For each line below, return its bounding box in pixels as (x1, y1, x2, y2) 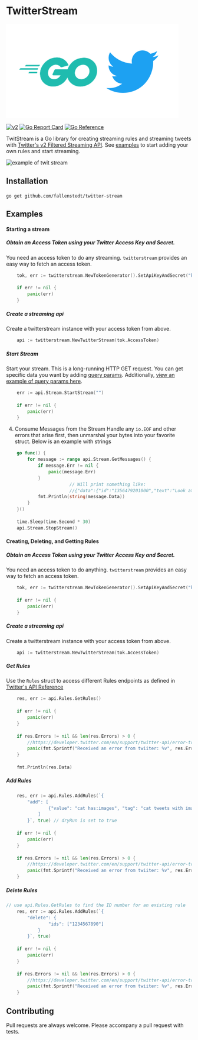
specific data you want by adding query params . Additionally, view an (6, 371, 175, 378)
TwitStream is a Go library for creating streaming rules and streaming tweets (6, 135, 192, 142)
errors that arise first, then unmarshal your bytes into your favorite (14, 432, 176, 439)
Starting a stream (6, 225, 50, 232)
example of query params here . (6, 377, 82, 385)
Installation (6, 176, 48, 186)
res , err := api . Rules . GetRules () (16, 696, 101, 702)
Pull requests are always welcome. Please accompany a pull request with (6, 1022, 184, 1029)
